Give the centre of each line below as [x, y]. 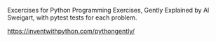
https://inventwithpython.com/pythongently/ [71, 31]
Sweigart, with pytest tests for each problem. [72, 17]
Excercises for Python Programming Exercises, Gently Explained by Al [108, 10]
